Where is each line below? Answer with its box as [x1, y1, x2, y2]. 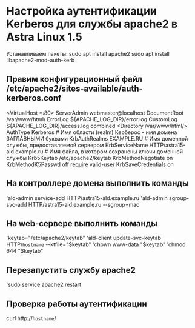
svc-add [6, 201, 27, 208]
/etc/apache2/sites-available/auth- [6, 84, 144, 94]
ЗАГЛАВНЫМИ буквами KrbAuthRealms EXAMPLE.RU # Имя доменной [6, 135, 188, 142]
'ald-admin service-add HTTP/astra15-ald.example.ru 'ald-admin [6, 194, 168, 201]
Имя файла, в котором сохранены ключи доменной [49, 147, 183, 155]
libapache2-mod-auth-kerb [6, 56, 75, 64]
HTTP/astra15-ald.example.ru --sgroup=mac [28, 201, 140, 208]
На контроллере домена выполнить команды [6, 178, 189, 189]
